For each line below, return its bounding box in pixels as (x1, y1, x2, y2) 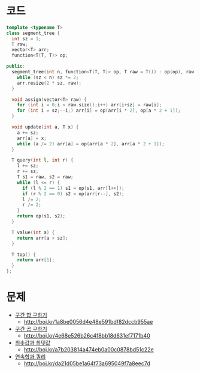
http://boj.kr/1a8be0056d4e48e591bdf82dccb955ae (23, 318, 153, 325)
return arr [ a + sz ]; (17, 235, 68, 241)
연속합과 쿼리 (14, 353, 46, 360)
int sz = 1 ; (11, 35, 42, 41)
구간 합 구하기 (14, 312, 47, 318)
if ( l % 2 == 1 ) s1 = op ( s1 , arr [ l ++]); (22, 185, 125, 191)
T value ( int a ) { (11, 229, 55, 235)
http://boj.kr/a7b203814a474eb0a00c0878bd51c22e (23, 346, 154, 353)
